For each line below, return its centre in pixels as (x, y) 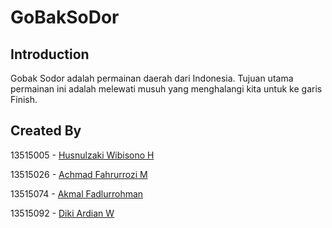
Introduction (50, 54)
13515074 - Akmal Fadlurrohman (77, 193)
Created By (46, 131)
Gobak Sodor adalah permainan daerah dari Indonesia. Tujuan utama (152, 78)
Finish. (24, 99)
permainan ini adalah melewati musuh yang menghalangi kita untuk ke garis (166, 89)
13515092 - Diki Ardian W (62, 213)
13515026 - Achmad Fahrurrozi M (79, 174)
